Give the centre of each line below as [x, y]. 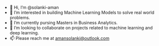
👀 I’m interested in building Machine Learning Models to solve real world [82, 12]
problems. [20, 17]
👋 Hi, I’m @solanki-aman [34, 7]
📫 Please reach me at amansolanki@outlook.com [59, 38]
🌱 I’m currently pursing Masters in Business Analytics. [63, 23]
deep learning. [24, 33]
